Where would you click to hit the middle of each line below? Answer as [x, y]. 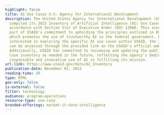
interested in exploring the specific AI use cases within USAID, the [83, 42]
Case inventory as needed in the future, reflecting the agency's [78, 55]
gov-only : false [21, 82]
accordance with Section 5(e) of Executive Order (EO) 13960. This [80, 28]
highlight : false [23, 10]
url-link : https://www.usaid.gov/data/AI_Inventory [59, 64]
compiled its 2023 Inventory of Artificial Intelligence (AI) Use [78, 23]
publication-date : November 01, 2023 [43, 69]
